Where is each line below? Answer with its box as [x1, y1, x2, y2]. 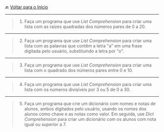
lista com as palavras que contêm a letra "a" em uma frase [24, 43, 143, 48]
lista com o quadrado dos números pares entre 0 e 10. [24, 67, 133, 73]
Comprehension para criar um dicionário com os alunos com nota [24, 116, 156, 122]
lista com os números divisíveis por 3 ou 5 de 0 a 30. [24, 87, 131, 92]
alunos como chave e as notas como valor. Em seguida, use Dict [24, 111, 154, 117]
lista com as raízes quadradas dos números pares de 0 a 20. [24, 24, 146, 29]
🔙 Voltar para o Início [5, 4, 48, 10]
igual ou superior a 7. [24, 122, 67, 127]
